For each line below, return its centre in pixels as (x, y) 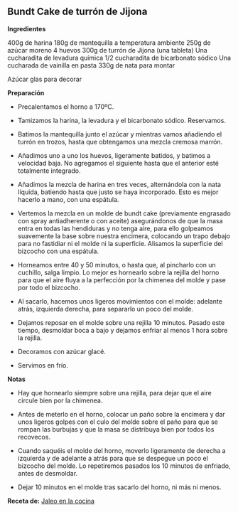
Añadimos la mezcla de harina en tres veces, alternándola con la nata (119, 184)
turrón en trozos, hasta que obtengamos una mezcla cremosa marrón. (120, 142)
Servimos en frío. (43, 365)
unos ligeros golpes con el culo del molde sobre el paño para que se (118, 422)
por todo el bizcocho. (49, 287)
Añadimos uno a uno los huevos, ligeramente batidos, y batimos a (114, 155)
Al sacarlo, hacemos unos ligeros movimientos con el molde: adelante (120, 301)
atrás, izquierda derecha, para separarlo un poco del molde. (106, 309)
